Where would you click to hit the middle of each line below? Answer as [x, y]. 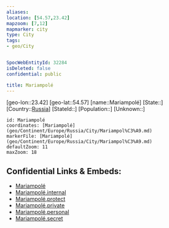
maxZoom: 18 [22, 153]
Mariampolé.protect [40, 199]
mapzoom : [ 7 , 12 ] [27, 23]
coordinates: [23, 126]
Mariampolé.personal [42, 212]
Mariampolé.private [40, 205]
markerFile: [22, 136]
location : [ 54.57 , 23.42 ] [38, 18]
